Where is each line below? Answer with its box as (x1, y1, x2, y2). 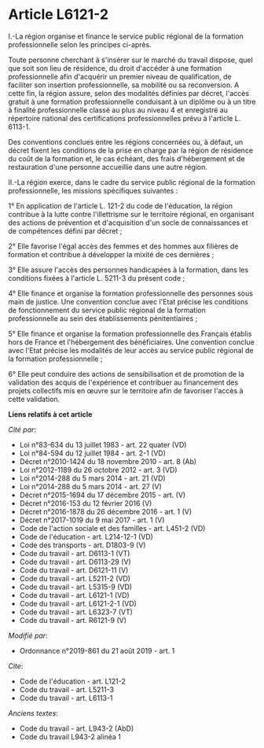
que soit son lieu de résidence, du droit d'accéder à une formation (8, 63, 222, 72)
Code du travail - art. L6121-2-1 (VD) (19, 599, 137, 608)
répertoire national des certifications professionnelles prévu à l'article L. (8, 113, 241, 123)
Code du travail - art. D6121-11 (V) (19, 565, 129, 575)
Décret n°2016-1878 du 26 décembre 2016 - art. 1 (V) (19, 507, 192, 516)
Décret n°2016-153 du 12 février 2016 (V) (19, 498, 152, 508)
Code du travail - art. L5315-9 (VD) (19, 582, 132, 591)
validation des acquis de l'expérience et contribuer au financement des (8, 378, 239, 387)
